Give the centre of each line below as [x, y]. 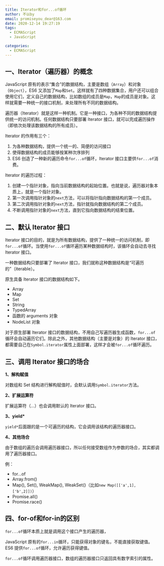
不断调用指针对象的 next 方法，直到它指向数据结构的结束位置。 [74, 210]
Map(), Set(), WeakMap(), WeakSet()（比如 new [59, 485]
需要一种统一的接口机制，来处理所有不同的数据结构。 [67, 103]
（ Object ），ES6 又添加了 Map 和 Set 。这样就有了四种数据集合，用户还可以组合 [82, 90]
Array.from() [25, 479]
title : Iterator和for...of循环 [36, 10]
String [18, 305]
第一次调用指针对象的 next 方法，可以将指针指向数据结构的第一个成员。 [83, 198]
